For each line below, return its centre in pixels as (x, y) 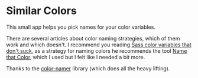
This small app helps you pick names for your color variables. (81, 27)
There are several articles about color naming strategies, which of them (93, 38)
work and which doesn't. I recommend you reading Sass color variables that (99, 45)
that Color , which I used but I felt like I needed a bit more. (76, 57)
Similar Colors (41, 11)
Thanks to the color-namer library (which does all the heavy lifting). (88, 68)
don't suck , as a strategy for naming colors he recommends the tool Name (97, 50)
